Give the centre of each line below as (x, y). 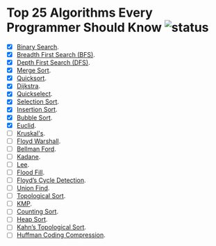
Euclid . (26, 125)
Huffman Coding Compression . (61, 235)
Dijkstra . (28, 86)
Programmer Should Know (84, 27)
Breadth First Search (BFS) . (56, 55)
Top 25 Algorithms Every (80, 13)
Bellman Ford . (36, 149)
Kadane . (28, 156)
